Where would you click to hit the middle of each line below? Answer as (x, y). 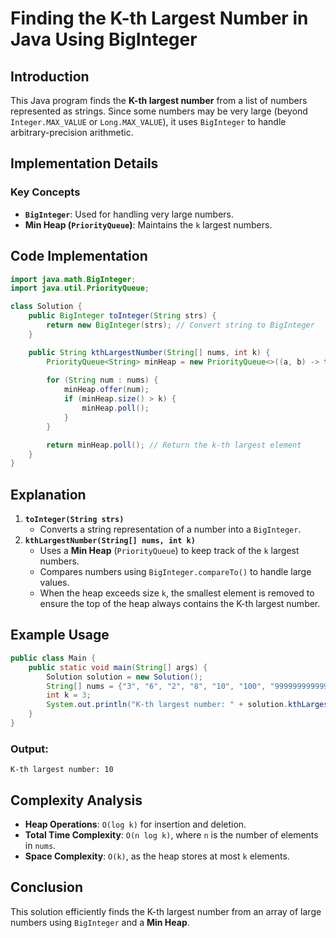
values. (54, 583)
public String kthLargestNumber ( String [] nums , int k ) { (149, 352)
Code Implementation (79, 256)
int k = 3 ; (69, 695)
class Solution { (46, 307)
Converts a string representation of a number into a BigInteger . (170, 529)
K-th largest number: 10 (62, 770)
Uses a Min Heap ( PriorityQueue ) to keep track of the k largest (169, 551)
